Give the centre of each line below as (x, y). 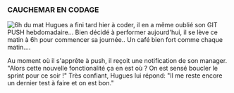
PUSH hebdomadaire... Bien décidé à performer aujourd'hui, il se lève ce (113, 32)
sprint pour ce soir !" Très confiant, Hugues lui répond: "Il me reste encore (115, 76)
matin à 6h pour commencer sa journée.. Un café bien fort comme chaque (115, 40)
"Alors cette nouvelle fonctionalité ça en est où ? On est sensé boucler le (113, 69)
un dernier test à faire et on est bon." (61, 83)
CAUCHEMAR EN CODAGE (53, 10)
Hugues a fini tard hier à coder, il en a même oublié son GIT (131, 25)
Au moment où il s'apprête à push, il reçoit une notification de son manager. (117, 61)
